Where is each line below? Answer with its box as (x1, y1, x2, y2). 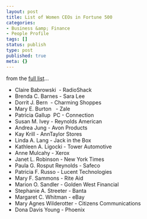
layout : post (6, 8, 39, 15)
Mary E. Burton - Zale (14, 105, 71, 112)
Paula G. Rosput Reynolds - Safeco (14, 161, 101, 169)
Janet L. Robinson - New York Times (14, 155, 105, 163)
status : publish (6, 42, 46, 48)
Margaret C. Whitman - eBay (14, 193, 85, 201)
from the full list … (6, 75, 49, 82)
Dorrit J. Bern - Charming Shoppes (14, 99, 102, 106)
